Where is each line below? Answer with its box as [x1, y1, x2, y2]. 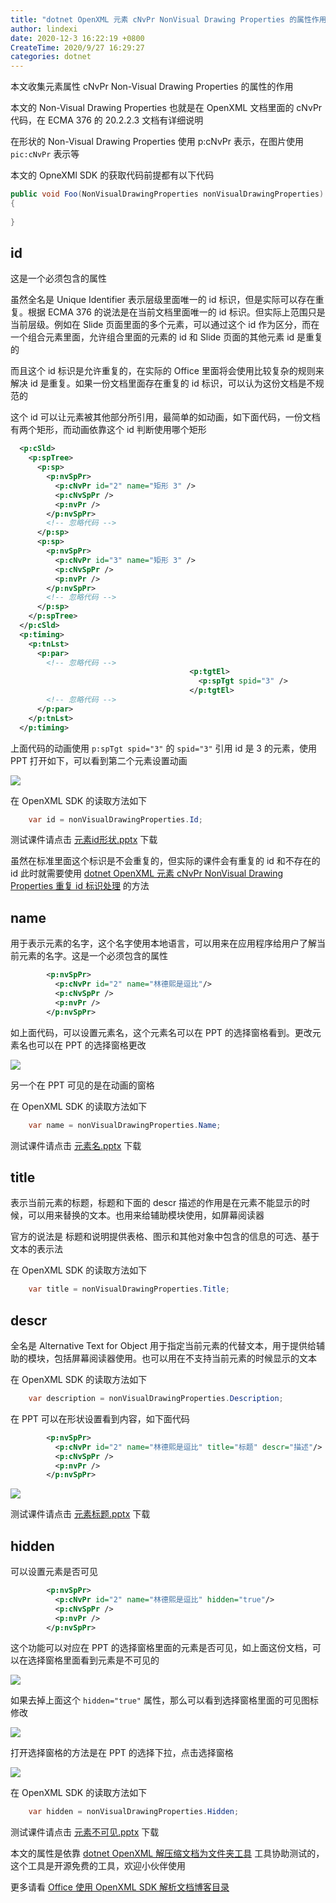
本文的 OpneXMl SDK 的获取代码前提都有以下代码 [10, 169, 215, 181]
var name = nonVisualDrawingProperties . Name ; [28, 1120, 222, 1130]
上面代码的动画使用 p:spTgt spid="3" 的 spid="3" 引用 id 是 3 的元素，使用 [10, 742, 317, 754]
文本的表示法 [10, 1243, 63, 1255]
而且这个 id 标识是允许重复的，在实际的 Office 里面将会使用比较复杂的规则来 [10, 365, 325, 377]
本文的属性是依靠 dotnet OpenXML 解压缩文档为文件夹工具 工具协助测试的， [10, 1847, 325, 1860]
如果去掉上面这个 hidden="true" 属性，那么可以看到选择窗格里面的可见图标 [10, 1694, 319, 1706]
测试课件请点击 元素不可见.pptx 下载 [10, 1826, 160, 1838]
